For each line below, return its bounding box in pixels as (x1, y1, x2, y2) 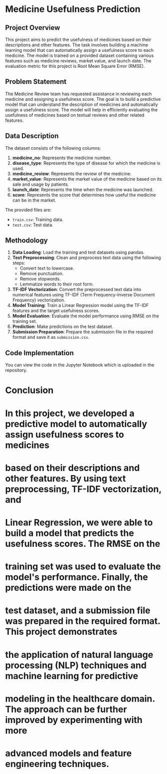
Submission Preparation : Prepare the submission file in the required (12, 329, 154, 335)
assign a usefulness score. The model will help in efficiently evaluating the (5, 106, 158, 113)
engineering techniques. (5, 758, 110, 770)
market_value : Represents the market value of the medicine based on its (12, 176, 162, 182)
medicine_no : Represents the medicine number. (12, 155, 112, 161)
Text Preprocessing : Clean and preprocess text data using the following (12, 255, 161, 260)
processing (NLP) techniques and (5, 660, 147, 671)
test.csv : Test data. (12, 222, 54, 228)
